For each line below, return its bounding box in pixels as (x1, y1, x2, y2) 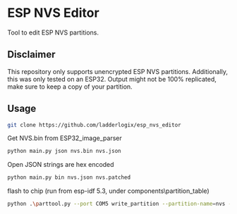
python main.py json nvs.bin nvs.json (7, 148, 121, 155)
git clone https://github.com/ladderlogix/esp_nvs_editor (7, 121, 181, 128)
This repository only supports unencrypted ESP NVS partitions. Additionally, (7, 67, 228, 75)
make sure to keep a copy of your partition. (7, 82, 133, 91)
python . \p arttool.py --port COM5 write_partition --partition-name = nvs (7, 201, 226, 208)
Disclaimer (7, 49, 56, 61)
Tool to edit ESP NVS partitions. (7, 28, 99, 37)
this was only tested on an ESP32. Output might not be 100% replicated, (7, 75, 217, 83)
